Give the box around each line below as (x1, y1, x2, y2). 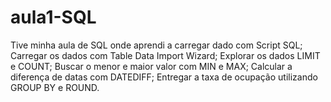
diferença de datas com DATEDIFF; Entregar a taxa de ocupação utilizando (10, 71, 318, 83)
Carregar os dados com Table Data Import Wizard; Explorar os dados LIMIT (10, 49, 321, 61)
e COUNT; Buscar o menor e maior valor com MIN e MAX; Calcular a (10, 60, 293, 72)
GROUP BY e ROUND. (10, 81, 100, 93)
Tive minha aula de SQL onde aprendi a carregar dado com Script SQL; (10, 39, 303, 51)
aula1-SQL (10, 6, 97, 29)
